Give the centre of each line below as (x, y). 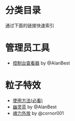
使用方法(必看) (28, 100)
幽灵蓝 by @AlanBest (34, 107)
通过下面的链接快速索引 (30, 25)
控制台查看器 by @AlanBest (41, 63)
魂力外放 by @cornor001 (38, 113)
